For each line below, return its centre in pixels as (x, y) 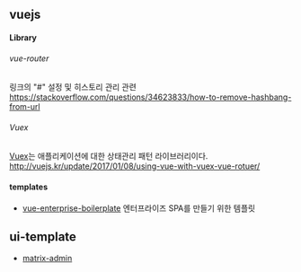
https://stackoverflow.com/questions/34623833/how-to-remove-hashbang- (150, 97)
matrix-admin (47, 259)
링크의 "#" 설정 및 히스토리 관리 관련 (73, 87)
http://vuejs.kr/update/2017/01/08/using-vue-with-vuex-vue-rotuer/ (135, 166)
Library (23, 37)
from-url (25, 107)
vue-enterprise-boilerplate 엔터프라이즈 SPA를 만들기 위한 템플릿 (139, 208)
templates (29, 187)
